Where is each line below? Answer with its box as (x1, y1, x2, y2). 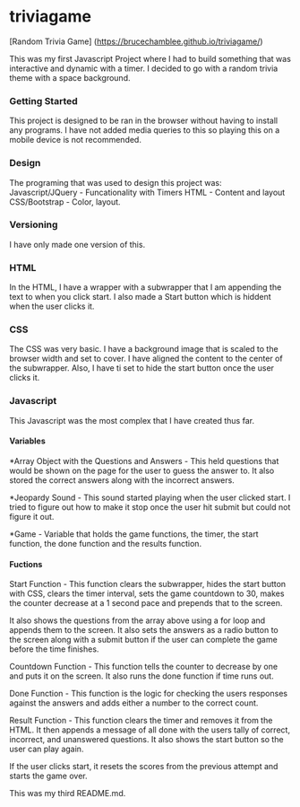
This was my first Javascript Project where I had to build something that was (9, 53, 291, 64)
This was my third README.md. (9, 788, 126, 799)
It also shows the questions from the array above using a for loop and (9, 615, 266, 626)
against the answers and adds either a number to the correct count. (9, 697, 259, 708)
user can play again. (9, 743, 84, 755)
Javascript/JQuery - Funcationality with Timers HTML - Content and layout (9, 187, 286, 197)
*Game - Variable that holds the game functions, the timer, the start (9, 528, 259, 539)
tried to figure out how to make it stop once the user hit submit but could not (9, 501, 291, 513)
